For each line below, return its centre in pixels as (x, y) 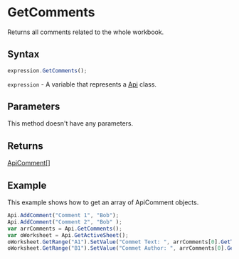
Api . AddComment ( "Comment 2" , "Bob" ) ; (65, 222)
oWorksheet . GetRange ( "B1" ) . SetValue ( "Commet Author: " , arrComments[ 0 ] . (117, 248)
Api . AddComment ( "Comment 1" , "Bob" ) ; (63, 216)
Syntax (23, 54)
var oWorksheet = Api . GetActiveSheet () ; (68, 235)
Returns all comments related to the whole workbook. (86, 32)
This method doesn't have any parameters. (70, 123)
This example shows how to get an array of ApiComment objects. (103, 202)
